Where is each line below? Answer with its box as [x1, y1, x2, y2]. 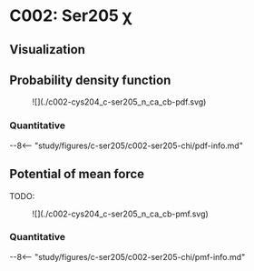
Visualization [9, 42, 86, 57]
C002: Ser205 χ [9, 5, 132, 26]
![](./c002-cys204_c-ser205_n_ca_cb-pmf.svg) [32, 208, 209, 219]
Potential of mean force [9, 166, 145, 182]
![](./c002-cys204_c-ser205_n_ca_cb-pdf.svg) [32, 96, 207, 107]
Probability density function [9, 72, 171, 87]
